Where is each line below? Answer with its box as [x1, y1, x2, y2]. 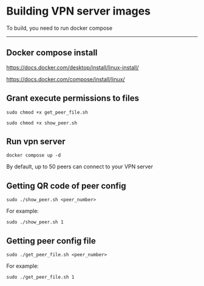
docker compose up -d [6, 152, 61, 158]
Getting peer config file [6, 236, 96, 246]
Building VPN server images [6, 4, 151, 18]
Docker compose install [6, 47, 98, 58]
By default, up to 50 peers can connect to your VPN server [6, 163, 154, 171]
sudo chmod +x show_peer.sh [6, 120, 78, 126]
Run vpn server [6, 136, 66, 146]
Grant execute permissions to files [6, 93, 140, 104]
